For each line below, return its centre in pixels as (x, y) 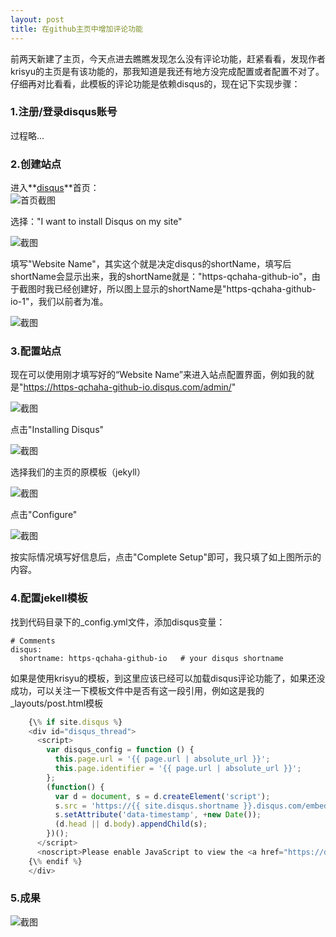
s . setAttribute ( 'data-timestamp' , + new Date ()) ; (158, 815)
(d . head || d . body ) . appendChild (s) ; (131, 824)
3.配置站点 (36, 351)
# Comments (33, 641)
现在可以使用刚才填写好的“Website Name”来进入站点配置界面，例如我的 (158, 375)
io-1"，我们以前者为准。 (59, 302)
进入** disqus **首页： (55, 188)
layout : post (37, 19)
